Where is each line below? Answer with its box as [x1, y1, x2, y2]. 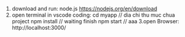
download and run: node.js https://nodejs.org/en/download [11, 5, 158, 12]
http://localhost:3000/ [11, 24, 66, 31]
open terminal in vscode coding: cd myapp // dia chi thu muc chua [11, 11, 175, 18]
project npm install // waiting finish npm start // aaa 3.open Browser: [11, 18, 180, 24]
